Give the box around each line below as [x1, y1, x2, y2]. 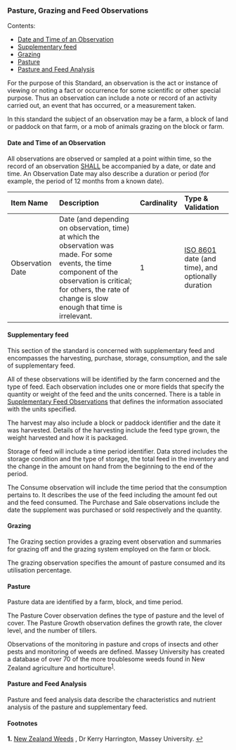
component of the [59, 267, 118, 277]
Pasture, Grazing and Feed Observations [7, 6, 149, 15]
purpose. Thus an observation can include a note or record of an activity [7, 94, 218, 102]
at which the [59, 232, 100, 242]
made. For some [59, 249, 112, 259]
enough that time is [59, 302, 123, 312]
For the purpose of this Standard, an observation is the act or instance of [7, 79, 218, 87]
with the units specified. [7, 404, 77, 413]
